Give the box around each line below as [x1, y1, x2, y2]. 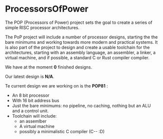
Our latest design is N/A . [5, 73, 54, 79]
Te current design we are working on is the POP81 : [5, 83, 108, 88]
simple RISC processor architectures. [5, 24, 80, 30]
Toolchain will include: [12, 113, 57, 119]
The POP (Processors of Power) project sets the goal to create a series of [5, 19, 152, 25]
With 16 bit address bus [12, 97, 59, 103]
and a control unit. [12, 108, 49, 114]
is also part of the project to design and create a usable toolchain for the [5, 44, 150, 50]
